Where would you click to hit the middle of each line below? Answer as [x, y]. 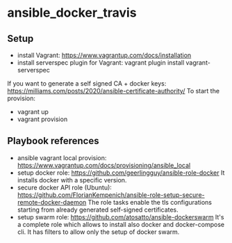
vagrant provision [42, 119]
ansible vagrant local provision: [62, 157]
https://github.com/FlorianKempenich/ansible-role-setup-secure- [111, 195]
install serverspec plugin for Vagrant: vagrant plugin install [101, 63]
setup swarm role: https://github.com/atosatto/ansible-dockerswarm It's [121, 217]
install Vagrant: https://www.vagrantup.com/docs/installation [104, 55]
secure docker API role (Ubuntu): [65, 187]
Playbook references [53, 141]
